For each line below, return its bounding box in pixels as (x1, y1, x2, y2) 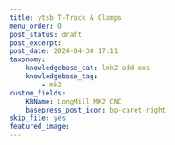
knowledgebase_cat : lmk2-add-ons (25, 64, 151, 73)
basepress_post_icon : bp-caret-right (25, 105, 167, 114)
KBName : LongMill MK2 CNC (25, 96, 123, 106)
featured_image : (9, 122, 70, 131)
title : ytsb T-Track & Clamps (9, 13, 123, 23)
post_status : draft (9, 30, 83, 39)
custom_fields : (9, 88, 66, 97)
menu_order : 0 (9, 22, 63, 31)
